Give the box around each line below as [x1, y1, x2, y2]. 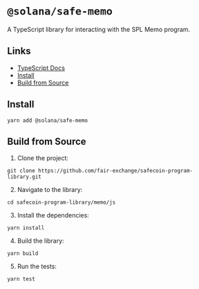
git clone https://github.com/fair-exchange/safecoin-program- [7, 168, 193, 175]
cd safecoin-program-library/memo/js [7, 199, 116, 206]
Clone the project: [17, 154, 69, 162]
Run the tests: [17, 262, 57, 271]
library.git [7, 173, 41, 181]
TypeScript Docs [17, 64, 66, 72]
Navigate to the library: [17, 186, 83, 194]
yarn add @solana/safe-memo [7, 116, 88, 124]
